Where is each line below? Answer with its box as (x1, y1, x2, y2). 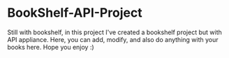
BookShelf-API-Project (7, 5, 142, 21)
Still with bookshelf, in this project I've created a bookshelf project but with (7, 28, 222, 36)
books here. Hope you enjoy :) (7, 43, 94, 51)
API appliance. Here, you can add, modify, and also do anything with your (7, 35, 219, 43)
